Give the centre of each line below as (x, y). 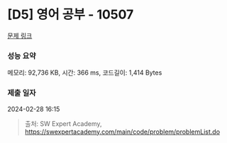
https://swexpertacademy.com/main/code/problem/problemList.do (122, 132)
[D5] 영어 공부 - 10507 (71, 15)
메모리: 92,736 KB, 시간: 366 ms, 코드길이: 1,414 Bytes (85, 73)
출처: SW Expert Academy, (63, 123)
